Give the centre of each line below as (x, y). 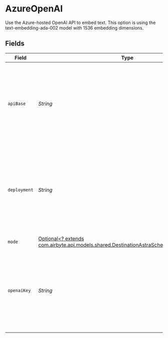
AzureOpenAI (34, 9)
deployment (20, 190)
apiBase (17, 103)
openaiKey (19, 290)
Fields (15, 44)
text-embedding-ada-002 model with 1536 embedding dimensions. (74, 27)
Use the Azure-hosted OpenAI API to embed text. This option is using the (80, 22)
